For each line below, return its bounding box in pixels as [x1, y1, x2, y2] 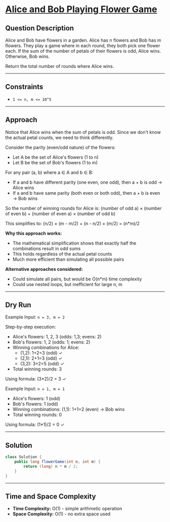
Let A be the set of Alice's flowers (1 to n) [12, 154, 99, 160]
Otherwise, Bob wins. [5, 53, 50, 59]
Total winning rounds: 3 [12, 366, 62, 372]
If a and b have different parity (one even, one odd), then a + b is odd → [12, 179, 163, 185]
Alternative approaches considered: [5, 266, 83, 272]
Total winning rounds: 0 [12, 412, 62, 418]
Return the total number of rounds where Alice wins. [5, 63, 114, 69]
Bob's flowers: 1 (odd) [12, 401, 59, 407]
